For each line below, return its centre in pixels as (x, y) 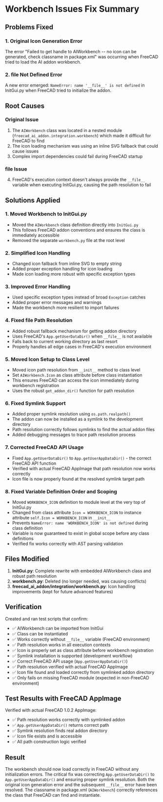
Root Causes (25, 106)
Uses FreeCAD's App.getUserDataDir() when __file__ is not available (82, 336)
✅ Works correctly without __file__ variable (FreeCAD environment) (81, 639)
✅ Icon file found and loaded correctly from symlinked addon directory (83, 672)
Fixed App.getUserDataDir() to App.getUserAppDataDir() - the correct (81, 458)
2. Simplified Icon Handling (38, 253)
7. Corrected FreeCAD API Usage (44, 447)
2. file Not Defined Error (34, 74)
